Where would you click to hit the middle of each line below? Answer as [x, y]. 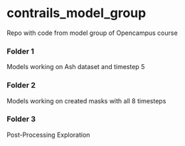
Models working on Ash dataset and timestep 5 [76, 67]
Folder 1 [21, 51]
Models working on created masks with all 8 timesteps [86, 100]
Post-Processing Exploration [48, 135]
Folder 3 [21, 119]
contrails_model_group [76, 13]
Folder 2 [21, 85]
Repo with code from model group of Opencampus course [92, 33]
